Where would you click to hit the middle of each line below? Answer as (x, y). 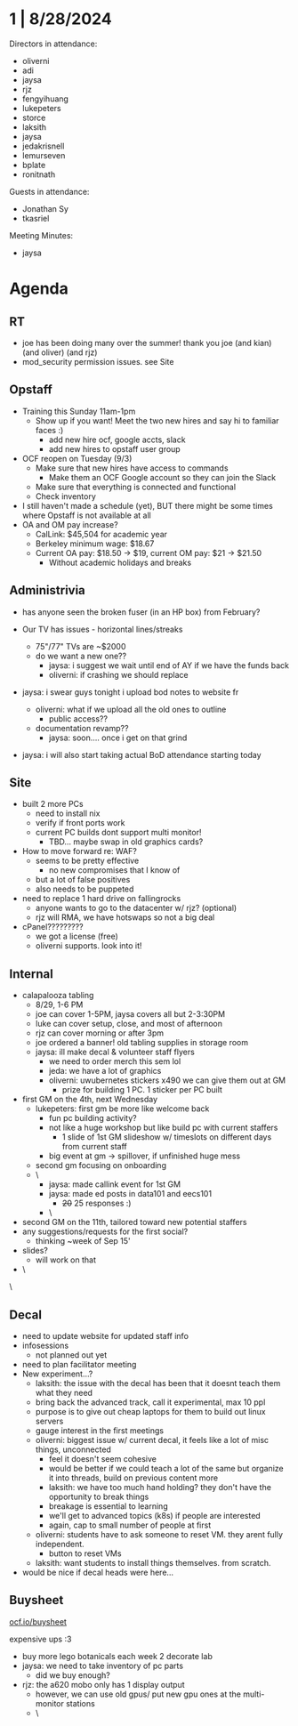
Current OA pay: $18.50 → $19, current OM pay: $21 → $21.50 (149, 552)
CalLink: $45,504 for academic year (101, 534)
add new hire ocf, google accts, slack (117, 440)
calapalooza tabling (58, 996)
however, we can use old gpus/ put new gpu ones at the (138, 1694)
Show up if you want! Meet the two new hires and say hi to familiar (157, 420)
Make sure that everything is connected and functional (136, 487)
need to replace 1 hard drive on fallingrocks (101, 899)
